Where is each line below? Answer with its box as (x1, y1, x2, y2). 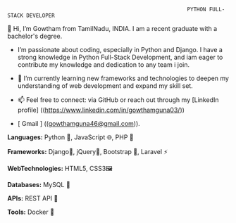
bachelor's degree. (7, 32, 63, 40)
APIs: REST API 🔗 (7, 194, 58, 203)
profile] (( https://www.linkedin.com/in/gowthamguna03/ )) (17, 106, 185, 114)
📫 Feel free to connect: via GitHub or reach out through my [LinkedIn (17, 96, 220, 104)
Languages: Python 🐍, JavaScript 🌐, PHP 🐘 (7, 133, 134, 141)
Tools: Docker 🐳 (7, 208, 55, 216)
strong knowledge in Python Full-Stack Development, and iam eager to (17, 53, 223, 61)
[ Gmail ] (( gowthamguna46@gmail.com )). (17, 120, 141, 127)
